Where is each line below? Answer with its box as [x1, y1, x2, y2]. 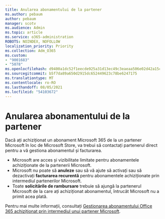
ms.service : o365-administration [5, 35, 74, 40]
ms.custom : [5, 53, 27, 58]
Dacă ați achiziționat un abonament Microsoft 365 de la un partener [5, 137, 142, 143]
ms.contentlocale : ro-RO [5, 80, 56, 85]
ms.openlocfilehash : [5, 67, 48, 72]
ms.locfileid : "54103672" [5, 89, 58, 94]
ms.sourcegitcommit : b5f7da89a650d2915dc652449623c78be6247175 [5, 71, 137, 76]
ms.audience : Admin [5, 26, 45, 30]
